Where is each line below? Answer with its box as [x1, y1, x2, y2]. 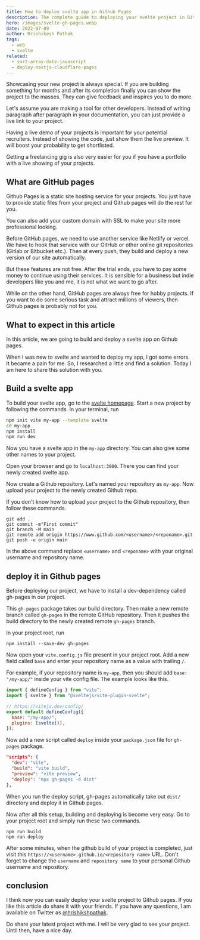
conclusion [6, 880, 49, 890]
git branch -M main [6, 526, 55, 533]
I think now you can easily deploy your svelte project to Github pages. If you [6, 896, 192, 904]
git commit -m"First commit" [6, 522, 79, 528]
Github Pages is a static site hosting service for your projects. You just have [6, 193, 192, 200]
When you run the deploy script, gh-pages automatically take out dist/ [6, 793, 180, 800]
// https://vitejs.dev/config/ [6, 703, 84, 709]
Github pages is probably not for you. [6, 303, 98, 310]
